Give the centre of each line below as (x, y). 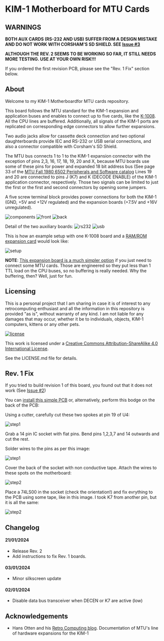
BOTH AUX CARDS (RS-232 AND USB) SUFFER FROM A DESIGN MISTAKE (81, 39)
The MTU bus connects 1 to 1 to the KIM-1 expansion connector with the (78, 156)
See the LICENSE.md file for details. (41, 358)
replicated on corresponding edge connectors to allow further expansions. (81, 126)
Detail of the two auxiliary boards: (39, 226)
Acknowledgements (37, 616)
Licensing (20, 291)
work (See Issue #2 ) (26, 390)
